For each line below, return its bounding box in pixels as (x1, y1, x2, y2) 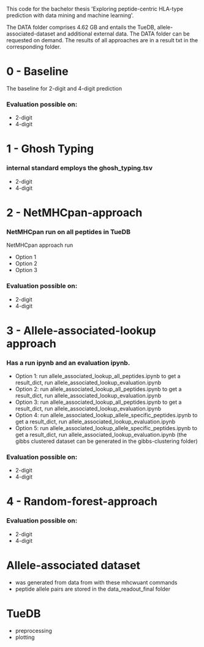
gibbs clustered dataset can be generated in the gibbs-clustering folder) (15, 437, 198, 445)
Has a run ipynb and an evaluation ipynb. (6, 358, 130, 367)
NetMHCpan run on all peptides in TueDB (6, 227, 130, 236)
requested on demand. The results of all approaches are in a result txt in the (6, 37, 198, 44)
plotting (15, 634, 35, 641)
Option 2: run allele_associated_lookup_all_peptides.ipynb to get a (15, 385, 182, 393)
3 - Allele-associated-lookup (6, 323, 156, 338)
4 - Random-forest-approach (6, 494, 158, 509)
